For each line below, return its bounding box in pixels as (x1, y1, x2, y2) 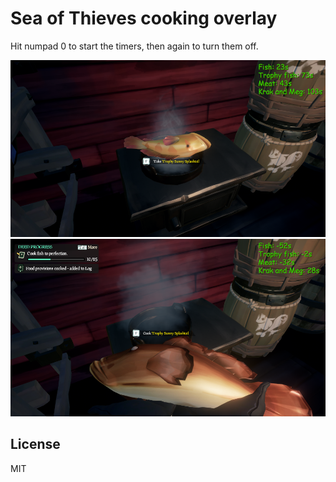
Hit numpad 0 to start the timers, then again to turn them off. (10, 40, 259, 52)
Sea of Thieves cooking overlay (10, 7, 278, 30)
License (10, 436, 61, 453)
